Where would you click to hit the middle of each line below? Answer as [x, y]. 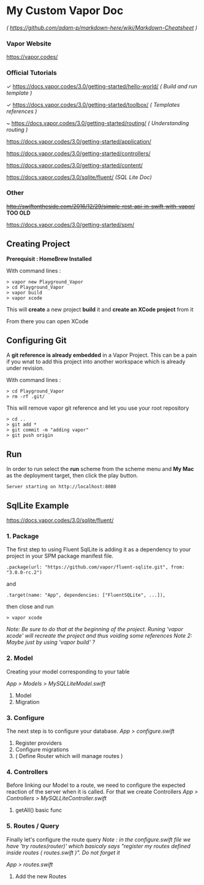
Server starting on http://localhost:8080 [61, 487]
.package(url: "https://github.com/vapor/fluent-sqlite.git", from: [96, 567]
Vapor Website [29, 44]
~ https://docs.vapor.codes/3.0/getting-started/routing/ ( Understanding [98, 123]
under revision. [25, 368]
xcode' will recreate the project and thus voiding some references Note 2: [99, 636]
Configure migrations [42, 749]
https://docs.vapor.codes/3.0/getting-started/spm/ [70, 224]
